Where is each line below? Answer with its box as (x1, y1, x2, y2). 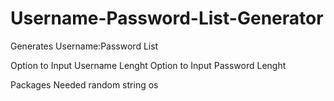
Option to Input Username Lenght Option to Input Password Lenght (10, 59, 287, 71)
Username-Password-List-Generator (10, 7, 324, 30)
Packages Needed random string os (10, 78, 159, 91)
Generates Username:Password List (10, 40, 159, 52)
